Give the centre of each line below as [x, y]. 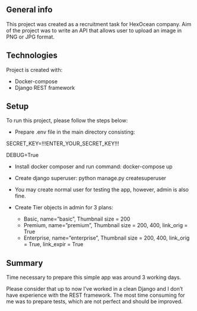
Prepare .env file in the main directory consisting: [75, 132]
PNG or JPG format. [31, 37]
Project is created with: [34, 70]
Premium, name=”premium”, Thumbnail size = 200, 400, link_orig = [106, 225]
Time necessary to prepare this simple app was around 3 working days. [94, 277]
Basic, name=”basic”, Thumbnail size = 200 [77, 219]
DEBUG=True [23, 155]
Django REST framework [45, 87]
